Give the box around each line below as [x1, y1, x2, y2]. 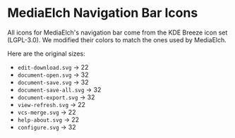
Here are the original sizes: [7, 49, 86, 58]
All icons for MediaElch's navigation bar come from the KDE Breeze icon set [7, 28, 228, 37]
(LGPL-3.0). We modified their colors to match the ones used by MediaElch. [7, 35, 227, 44]
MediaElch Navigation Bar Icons [7, 5, 198, 21]
